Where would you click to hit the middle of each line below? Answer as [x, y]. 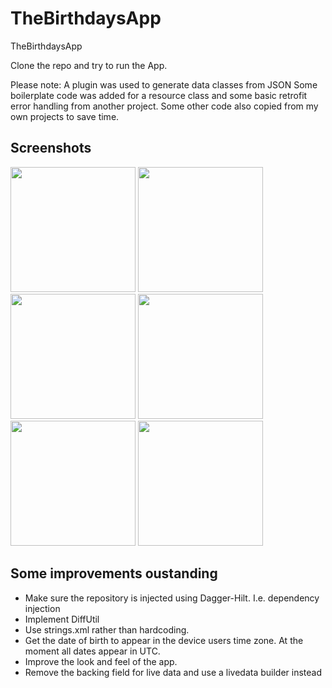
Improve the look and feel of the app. [101, 661]
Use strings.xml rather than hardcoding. [107, 629]
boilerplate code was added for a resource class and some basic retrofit [159, 95]
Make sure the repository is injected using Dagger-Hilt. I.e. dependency [172, 598]
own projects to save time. [65, 116]
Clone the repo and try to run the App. [89, 65]
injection [42, 608]
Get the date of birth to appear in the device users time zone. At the [164, 640]
